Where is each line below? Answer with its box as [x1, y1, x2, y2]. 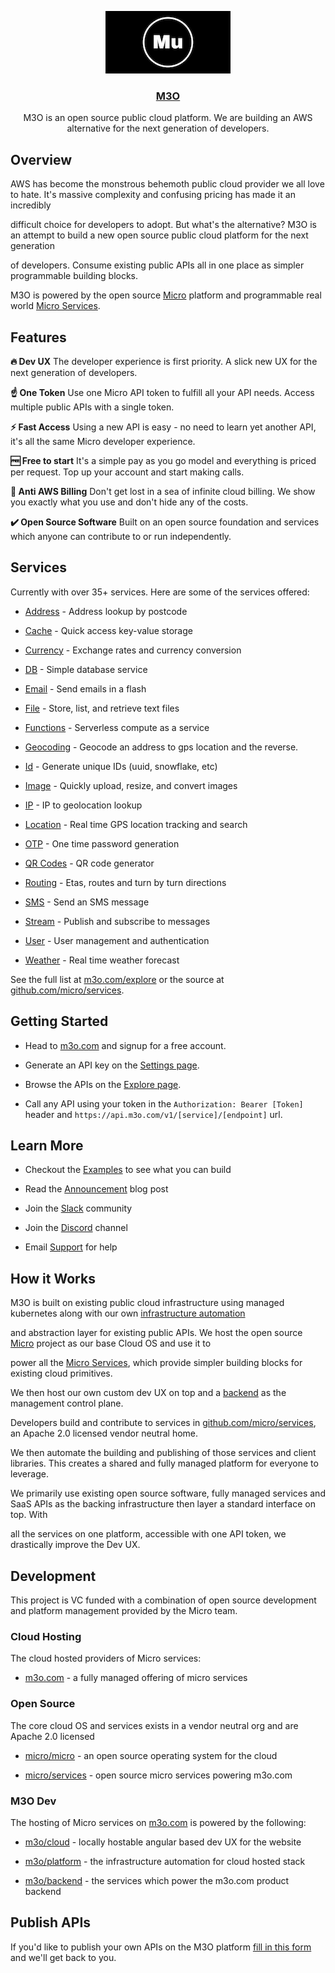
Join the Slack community [24, 1202, 133, 1215]
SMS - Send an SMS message [24, 896, 150, 908]
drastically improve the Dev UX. [10, 1539, 141, 1551]
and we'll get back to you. [10, 1951, 117, 1963]
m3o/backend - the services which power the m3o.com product [24, 1874, 290, 1886]
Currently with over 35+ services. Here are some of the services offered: [10, 586, 310, 598]
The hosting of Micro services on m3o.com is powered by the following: [10, 1816, 307, 1828]
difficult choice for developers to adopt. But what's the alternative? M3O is [10, 219, 317, 231]
